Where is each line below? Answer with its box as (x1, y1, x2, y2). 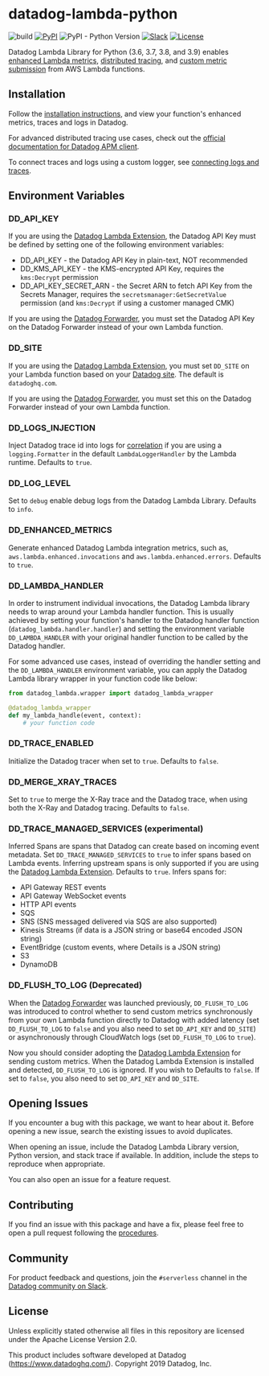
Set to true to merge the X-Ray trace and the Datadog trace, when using (8, 794, 248, 805)
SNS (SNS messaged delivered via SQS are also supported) (19, 917, 218, 926)
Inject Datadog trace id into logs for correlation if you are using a (8, 440, 222, 451)
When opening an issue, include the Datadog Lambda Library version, (8, 1142, 239, 1151)
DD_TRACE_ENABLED (8, 738, 94, 749)
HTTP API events (19, 900, 77, 909)
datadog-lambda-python (8, 5, 178, 23)
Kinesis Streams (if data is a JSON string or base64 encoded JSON (19, 925, 243, 935)
